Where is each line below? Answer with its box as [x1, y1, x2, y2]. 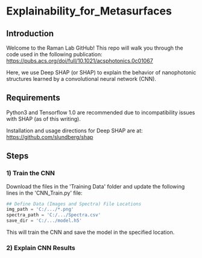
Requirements [6, 92, 60, 103]
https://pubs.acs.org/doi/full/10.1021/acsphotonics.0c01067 [6, 57, 154, 64]
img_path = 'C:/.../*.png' [6, 207, 74, 213]
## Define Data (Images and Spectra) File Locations [6, 201, 142, 207]
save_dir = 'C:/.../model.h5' [6, 218, 83, 224]
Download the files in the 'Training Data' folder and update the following [6, 182, 185, 190]
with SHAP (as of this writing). [6, 115, 81, 122]
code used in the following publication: [6, 51, 103, 58]
